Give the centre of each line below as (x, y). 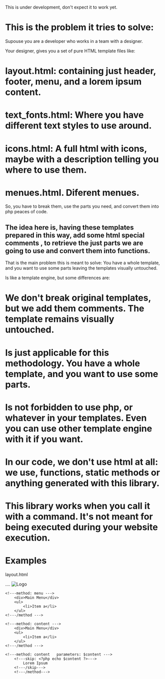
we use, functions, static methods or (83, 473)
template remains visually (60, 319)
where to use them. (46, 170)
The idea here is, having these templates (70, 227)
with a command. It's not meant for (79, 517)
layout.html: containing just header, (81, 71)
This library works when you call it (78, 506)
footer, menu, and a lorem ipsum (74, 82)
